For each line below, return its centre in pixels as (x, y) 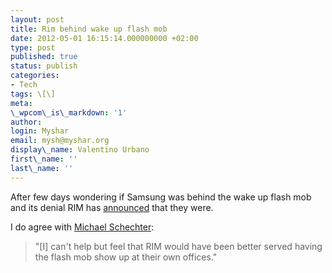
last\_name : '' (42, 168)
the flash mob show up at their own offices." (126, 257)
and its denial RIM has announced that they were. (112, 207)
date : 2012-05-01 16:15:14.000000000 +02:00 (104, 38)
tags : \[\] (33, 94)
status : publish (44, 66)
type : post (33, 47)
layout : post (37, 19)
